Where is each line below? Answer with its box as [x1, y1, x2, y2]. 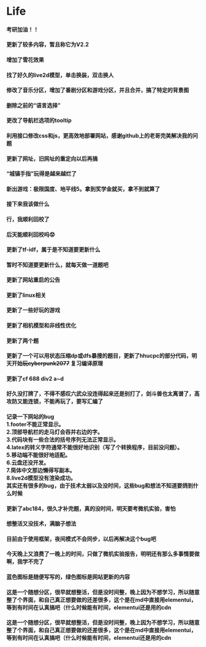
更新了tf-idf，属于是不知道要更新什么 [6, 246, 101, 253]
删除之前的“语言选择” [6, 101, 61, 109]
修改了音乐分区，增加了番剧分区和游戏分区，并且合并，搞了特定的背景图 [6, 86, 189, 94]
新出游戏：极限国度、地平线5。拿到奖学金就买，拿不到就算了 [6, 185, 161, 193]
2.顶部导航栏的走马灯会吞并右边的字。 [6, 428, 103, 436]
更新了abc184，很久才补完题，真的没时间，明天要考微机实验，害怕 [6, 505, 176, 512]
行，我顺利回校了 [6, 215, 50, 223]
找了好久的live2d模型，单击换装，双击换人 [6, 71, 114, 78]
